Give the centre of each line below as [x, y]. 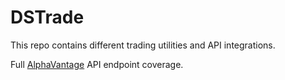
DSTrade [47, 17]
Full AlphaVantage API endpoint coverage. [97, 64]
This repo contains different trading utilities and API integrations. [143, 45]
